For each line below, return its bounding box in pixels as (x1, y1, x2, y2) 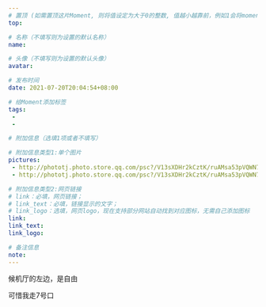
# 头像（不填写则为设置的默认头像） (8, 55, 110, 63)
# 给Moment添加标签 (8, 98, 66, 106)
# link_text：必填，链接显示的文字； (8, 199, 119, 208)
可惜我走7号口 (8, 290, 54, 300)
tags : (8, 105, 26, 113)
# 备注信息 (8, 243, 40, 252)
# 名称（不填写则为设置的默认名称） (8, 33, 110, 41)
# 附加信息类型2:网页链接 (8, 185, 82, 193)
